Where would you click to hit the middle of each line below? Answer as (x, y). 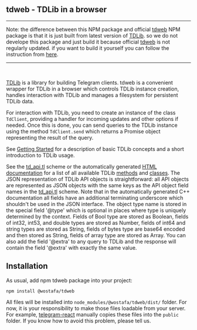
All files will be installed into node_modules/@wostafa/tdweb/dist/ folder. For (96, 302)
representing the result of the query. (50, 137)
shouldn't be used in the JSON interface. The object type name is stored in (96, 204)
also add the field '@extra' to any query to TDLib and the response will (91, 241)
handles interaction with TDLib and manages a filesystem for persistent (92, 95)
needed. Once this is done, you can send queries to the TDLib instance (92, 125)
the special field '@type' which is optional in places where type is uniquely (96, 210)
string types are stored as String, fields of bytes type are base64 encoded (96, 229)
